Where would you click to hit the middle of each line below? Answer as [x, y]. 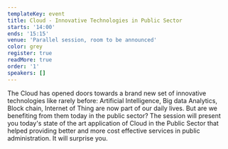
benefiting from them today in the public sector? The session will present [114, 115]
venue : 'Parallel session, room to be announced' [82, 40]
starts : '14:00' [31, 27]
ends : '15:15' [28, 34]
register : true [30, 54]
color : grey [25, 47]
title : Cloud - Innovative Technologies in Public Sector [95, 20]
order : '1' [23, 66]
